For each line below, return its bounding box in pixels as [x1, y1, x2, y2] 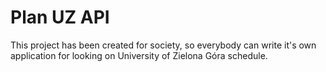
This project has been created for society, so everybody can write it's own [10, 39, 317, 51]
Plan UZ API [10, 6, 110, 29]
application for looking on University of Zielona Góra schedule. [10, 49, 268, 61]
